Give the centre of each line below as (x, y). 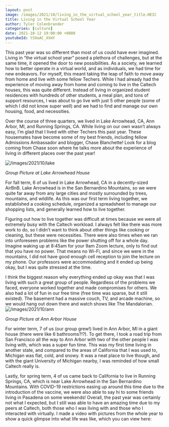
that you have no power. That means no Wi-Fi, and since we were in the (80, 251)
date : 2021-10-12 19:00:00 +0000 (40, 33)
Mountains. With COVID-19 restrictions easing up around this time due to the (85, 387)
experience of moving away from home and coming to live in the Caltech (81, 84)
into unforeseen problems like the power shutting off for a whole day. (77, 240)
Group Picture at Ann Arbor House (41, 319)
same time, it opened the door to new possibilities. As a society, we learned (84, 63)
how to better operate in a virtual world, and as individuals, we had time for (83, 68)
